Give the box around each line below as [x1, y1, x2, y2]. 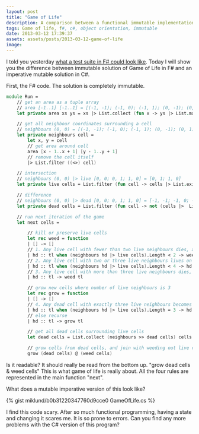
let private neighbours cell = [17, 132, 94, 138]
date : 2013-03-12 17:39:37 [6, 31, 73, 37]
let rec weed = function [27, 236, 89, 242]
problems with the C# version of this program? [6, 421, 120, 428]
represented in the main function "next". [6, 373, 104, 381]
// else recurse [27, 312, 68, 318]
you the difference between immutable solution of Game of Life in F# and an [6, 64, 192, 71]
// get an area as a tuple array [17, 99, 99, 105]
